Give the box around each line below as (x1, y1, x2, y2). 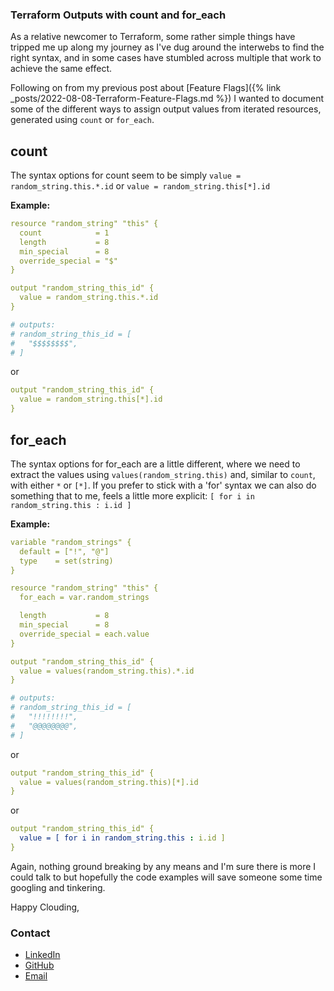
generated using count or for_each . (10, 114, 155, 126)
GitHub (24, 959, 55, 972)
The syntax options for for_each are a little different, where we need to (10, 458, 301, 470)
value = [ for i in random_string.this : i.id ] (19, 833, 226, 843)
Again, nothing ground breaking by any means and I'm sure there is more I (10, 860, 317, 872)
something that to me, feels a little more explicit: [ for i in (10, 489, 255, 502)
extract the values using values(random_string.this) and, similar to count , (10, 468, 316, 480)
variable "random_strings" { (10, 537, 132, 547)
